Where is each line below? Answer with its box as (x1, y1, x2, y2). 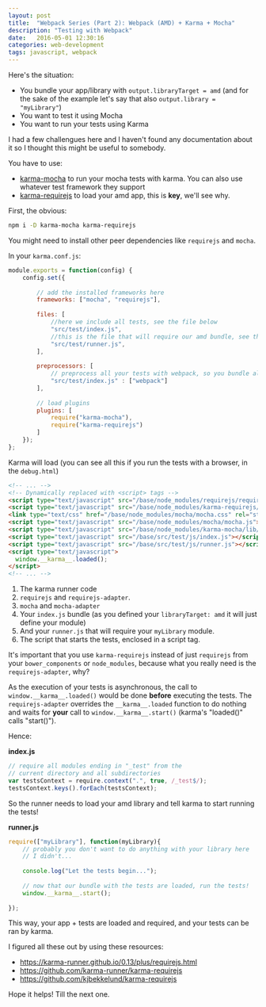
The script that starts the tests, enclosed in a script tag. (19, 635, 200, 645)
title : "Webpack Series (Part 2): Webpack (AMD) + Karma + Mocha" (8, 19, 236, 27)
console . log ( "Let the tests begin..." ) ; (22, 867, 158, 875)
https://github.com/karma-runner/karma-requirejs (19, 966, 183, 975)
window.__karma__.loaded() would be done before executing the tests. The (8, 691, 253, 700)
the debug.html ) (8, 465, 59, 476)
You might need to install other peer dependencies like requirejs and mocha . (8, 235, 256, 245)
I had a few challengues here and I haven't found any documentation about (8, 135, 253, 144)
